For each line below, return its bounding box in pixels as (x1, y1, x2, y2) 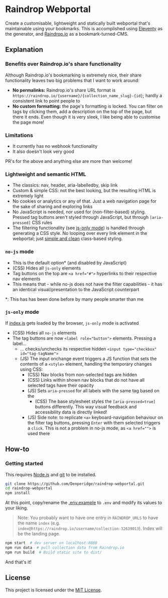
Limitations (5, 132, 34, 139)
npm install (5, 490, 30, 496)
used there (27, 430, 50, 436)
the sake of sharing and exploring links (12, 204, 93, 210)
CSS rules (32, 220, 53, 226)
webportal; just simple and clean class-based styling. (12, 235, 123, 242)
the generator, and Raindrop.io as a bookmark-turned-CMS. (5, 31, 129, 37)
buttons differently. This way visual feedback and (35, 403, 137, 409)
